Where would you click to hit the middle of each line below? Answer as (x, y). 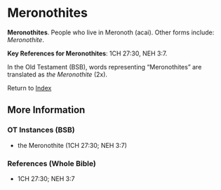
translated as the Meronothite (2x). (57, 74)
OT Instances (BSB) (41, 130)
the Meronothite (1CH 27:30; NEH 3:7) (72, 145)
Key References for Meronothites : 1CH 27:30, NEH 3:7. (87, 53)
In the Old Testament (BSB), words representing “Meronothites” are (105, 67)
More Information (46, 110)
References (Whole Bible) (52, 163)
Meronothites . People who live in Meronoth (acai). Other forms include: (111, 32)
